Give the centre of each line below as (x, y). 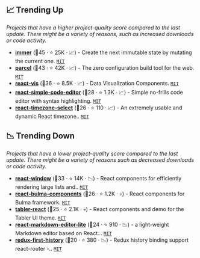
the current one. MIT (40, 61)
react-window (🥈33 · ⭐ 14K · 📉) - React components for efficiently (98, 178)
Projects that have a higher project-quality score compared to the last (93, 27)
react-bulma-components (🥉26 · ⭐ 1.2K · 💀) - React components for (100, 194)
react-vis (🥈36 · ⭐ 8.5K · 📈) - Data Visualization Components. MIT (97, 83)
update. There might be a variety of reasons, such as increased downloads (100, 34)
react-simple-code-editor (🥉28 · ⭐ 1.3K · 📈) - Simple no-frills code (99, 92)
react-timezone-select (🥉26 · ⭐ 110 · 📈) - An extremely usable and (98, 108)
